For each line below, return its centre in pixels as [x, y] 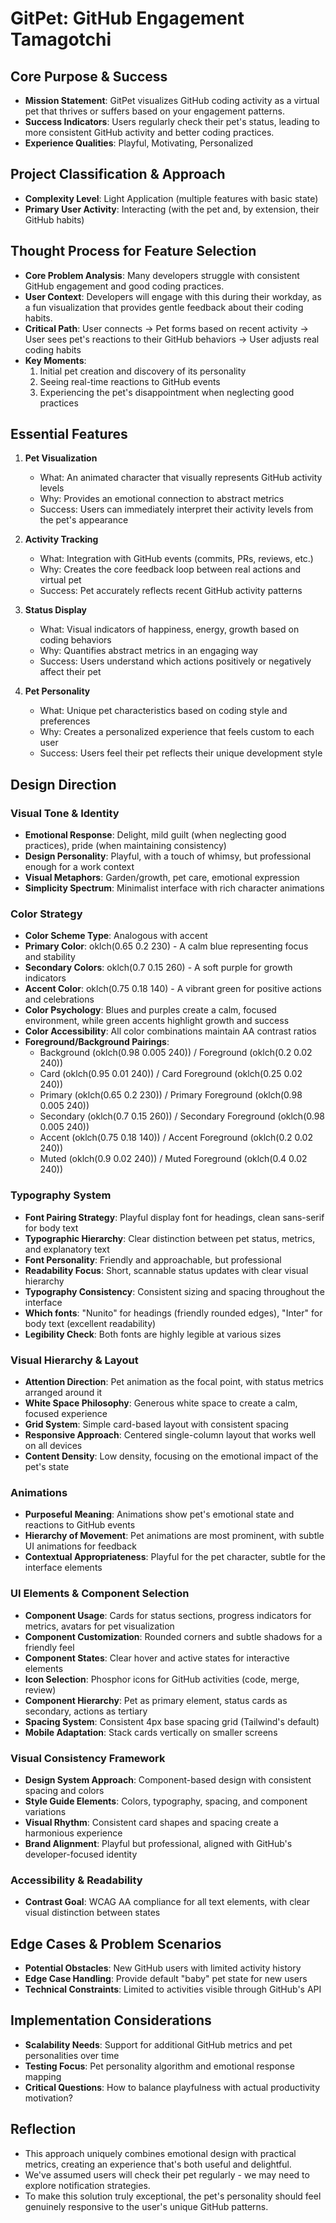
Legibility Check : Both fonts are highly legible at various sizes [153, 1334]
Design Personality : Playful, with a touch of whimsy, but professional [168, 856]
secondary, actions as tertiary [86, 1711]
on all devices [53, 1446]
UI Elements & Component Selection [100, 1594]
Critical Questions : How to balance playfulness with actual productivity [172, 2087]
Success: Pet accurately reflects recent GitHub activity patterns [171, 591]
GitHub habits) [54, 219]
